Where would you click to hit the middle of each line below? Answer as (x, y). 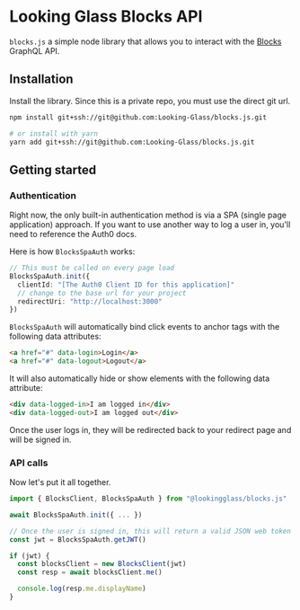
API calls (29, 463)
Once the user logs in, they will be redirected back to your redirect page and (150, 429)
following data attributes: (55, 336)
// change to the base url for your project (102, 293)
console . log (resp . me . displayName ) (82, 589)
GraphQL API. (35, 50)
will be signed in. (40, 439)
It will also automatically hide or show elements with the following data (140, 378)
